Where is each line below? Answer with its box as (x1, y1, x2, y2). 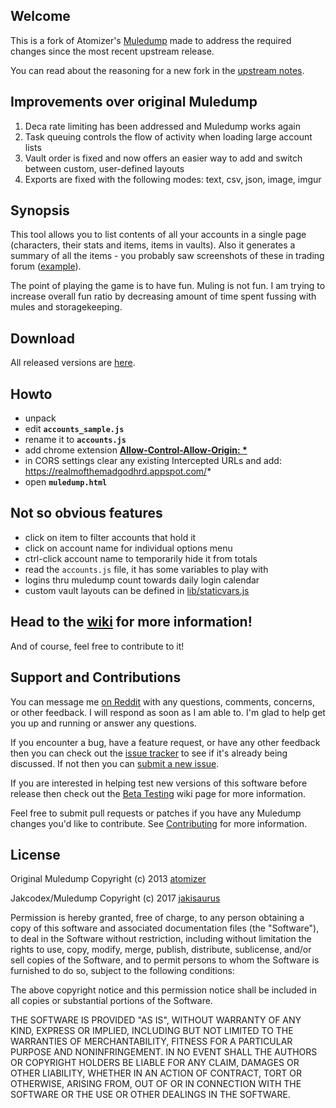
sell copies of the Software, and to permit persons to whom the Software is (10, 954, 320, 966)
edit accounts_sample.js (24, 423, 125, 435)
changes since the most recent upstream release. (10, 45, 215, 57)
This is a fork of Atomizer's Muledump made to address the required (10, 34, 292, 46)
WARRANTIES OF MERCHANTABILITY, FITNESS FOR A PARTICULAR (10, 1035, 293, 1048)
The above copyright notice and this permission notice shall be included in (10, 984, 317, 996)
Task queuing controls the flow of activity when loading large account (24, 130, 313, 143)
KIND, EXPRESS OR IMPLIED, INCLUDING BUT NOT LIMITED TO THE (10, 1025, 294, 1037)
